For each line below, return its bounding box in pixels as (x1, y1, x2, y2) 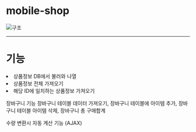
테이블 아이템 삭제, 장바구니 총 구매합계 (16, 107, 106, 114)
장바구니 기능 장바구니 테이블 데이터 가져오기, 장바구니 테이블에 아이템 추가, (6, 99, 177, 106)
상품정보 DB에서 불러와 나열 (13, 72, 77, 79)
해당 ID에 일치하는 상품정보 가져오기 (13, 87, 95, 94)
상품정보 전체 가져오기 (13, 80, 64, 87)
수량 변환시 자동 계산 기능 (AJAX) (6, 119, 83, 126)
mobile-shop (6, 4, 70, 18)
